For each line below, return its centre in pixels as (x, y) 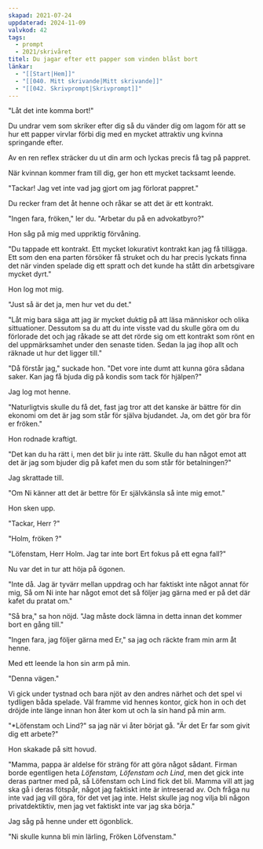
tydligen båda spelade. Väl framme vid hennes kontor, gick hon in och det (127, 702)
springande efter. (36, 143)
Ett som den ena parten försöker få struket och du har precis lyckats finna (128, 258)
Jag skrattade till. (36, 478)
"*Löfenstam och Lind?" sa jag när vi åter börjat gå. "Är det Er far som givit (129, 726)
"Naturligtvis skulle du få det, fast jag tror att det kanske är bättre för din (125, 407)
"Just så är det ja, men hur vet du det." (70, 305)
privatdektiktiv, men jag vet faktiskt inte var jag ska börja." (102, 807)
